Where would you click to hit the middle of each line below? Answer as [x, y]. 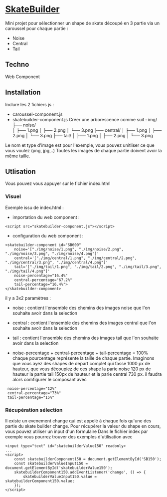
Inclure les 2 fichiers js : [29, 104]
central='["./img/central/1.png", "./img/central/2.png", [76, 258]
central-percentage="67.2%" [43, 280]
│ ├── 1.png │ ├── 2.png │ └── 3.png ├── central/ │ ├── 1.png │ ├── [87, 130]
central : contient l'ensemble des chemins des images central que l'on [84, 323]
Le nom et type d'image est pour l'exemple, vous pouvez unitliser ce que [80, 145]
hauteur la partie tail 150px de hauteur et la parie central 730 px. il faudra [87, 374]
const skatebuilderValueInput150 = [51, 463]
